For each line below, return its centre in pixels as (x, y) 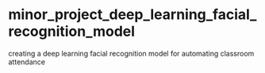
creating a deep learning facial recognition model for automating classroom (131, 53)
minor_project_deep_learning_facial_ (132, 15)
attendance (27, 62)
